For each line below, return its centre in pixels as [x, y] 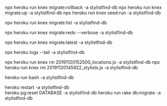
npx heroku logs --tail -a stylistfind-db [45, 52]
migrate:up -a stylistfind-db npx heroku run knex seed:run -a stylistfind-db [83, 13]
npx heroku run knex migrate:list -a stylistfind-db [56, 23]
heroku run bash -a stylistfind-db [39, 77]
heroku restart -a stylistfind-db [37, 87]
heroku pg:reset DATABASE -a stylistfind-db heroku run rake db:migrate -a [83, 93]
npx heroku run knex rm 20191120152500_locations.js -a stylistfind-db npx [82, 62]
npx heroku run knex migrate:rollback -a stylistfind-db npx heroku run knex [83, 7]
